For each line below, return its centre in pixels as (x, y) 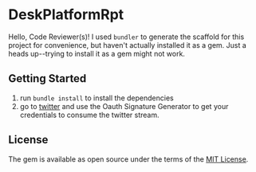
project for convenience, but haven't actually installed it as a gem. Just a (128, 45)
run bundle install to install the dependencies (96, 98)
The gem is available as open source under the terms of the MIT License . (128, 159)
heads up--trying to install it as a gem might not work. (97, 53)
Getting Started (47, 78)
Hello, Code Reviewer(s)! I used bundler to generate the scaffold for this (126, 37)
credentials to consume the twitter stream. (89, 115)
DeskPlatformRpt (66, 15)
